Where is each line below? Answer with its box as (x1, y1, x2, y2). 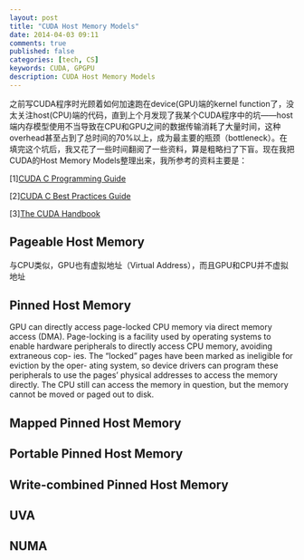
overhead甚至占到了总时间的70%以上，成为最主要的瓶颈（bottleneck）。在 (9, 132, 288, 143)
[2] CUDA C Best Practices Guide (9, 190, 131, 201)
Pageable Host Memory (9, 235, 145, 250)
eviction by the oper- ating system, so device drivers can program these (9, 360, 279, 372)
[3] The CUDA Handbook (9, 208, 101, 218)
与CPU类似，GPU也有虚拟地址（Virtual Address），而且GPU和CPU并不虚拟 (9, 259, 290, 270)
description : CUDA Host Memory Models (9, 72, 156, 82)
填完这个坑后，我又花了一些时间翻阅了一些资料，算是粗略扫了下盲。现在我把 (9, 143, 295, 154)
